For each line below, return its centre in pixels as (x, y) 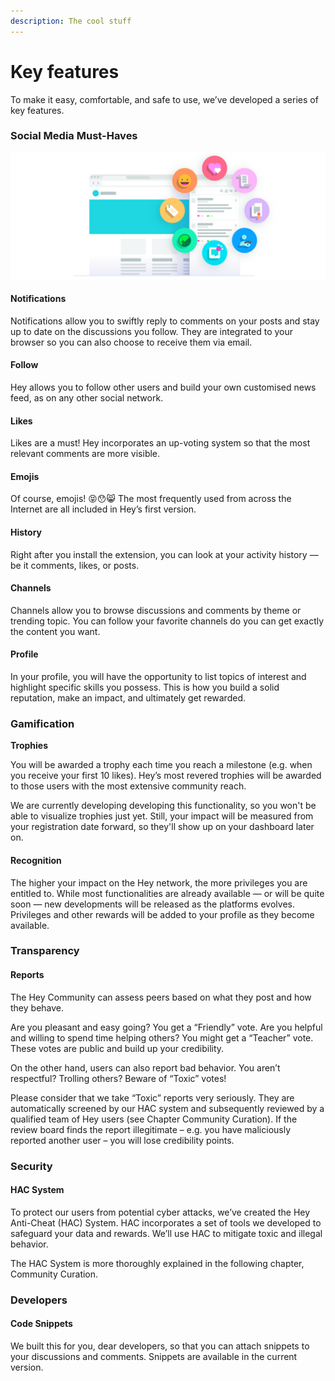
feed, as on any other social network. (87, 398)
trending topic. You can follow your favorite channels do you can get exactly (167, 621)
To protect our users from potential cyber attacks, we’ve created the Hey (160, 1212)
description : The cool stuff (71, 21)
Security (31, 1166)
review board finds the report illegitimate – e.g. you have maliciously (151, 1129)
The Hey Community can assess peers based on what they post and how (161, 997)
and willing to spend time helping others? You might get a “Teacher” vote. (162, 1037)
